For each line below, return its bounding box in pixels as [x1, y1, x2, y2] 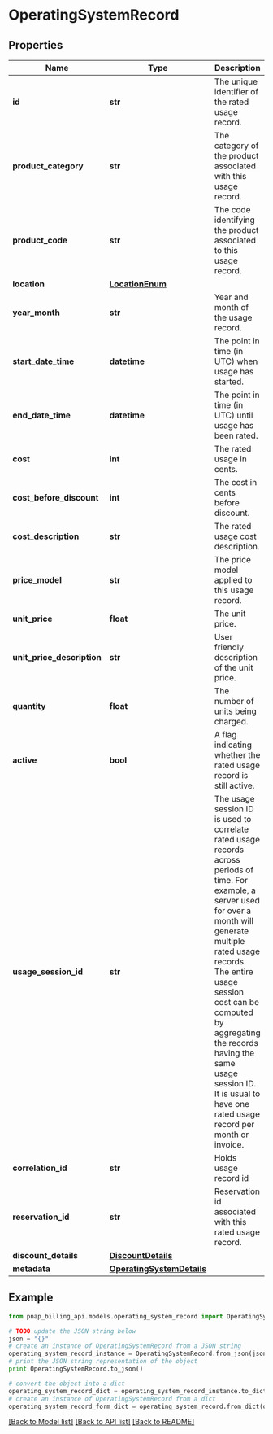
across [214, 855, 240, 865]
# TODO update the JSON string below [8, 1327, 136, 1336]
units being [214, 706, 258, 717]
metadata [12, 1263, 50, 1274]
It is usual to [214, 1088, 261, 1100]
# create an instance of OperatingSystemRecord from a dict [8, 1394, 217, 1403]
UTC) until [214, 409, 253, 421]
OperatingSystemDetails [109, 1263, 207, 1274]
